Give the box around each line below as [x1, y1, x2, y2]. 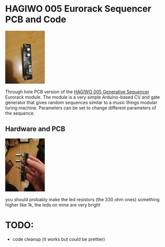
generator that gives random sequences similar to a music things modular [5, 99, 157, 105]
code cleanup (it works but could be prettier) [12, 236, 105, 242]
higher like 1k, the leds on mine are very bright [5, 202, 101, 208]
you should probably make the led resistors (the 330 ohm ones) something [5, 196, 159, 202]
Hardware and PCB [5, 125, 66, 134]
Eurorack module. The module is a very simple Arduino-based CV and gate [5, 94, 160, 100]
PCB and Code [5, 14, 67, 25]
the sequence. [5, 110, 35, 116]
